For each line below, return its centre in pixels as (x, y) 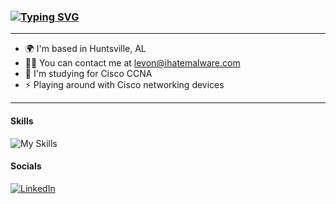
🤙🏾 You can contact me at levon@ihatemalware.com (132, 63)
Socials (26, 166)
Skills (22, 121)
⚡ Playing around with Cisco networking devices (124, 85)
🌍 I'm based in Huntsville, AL (85, 49)
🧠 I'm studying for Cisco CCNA (88, 74)
